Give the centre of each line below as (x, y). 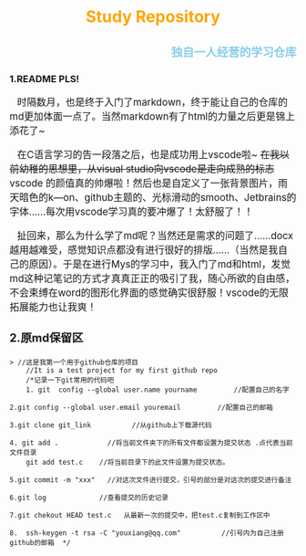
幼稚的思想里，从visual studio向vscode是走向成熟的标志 (147, 169)
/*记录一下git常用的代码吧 (70, 381)
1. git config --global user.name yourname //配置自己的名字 (158, 390)
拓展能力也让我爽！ (53, 307)
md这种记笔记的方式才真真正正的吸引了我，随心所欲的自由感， (153, 278)
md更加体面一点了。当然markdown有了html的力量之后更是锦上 (153, 116)
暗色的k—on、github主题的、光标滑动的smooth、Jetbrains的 (158, 197)
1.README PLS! (45, 79)
